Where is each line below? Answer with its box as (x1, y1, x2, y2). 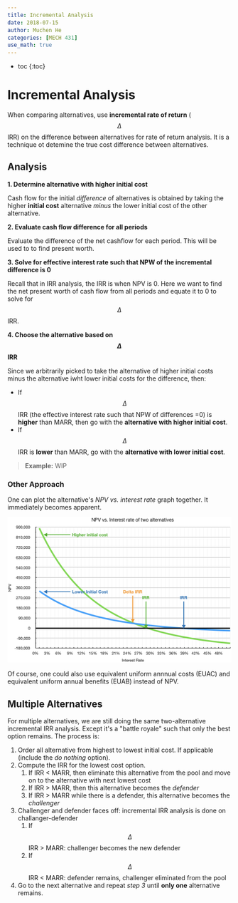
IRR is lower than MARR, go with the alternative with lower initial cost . (17, 448, 226, 456)
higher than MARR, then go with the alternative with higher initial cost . (17, 418, 228, 426)
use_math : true (7, 41, 53, 49)
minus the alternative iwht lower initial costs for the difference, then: (7, 374, 207, 383)
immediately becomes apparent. (7, 503, 102, 512)
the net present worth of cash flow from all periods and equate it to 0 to (7, 287, 217, 295)
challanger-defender (17, 814, 78, 822)
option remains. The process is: (7, 732, 99, 741)
